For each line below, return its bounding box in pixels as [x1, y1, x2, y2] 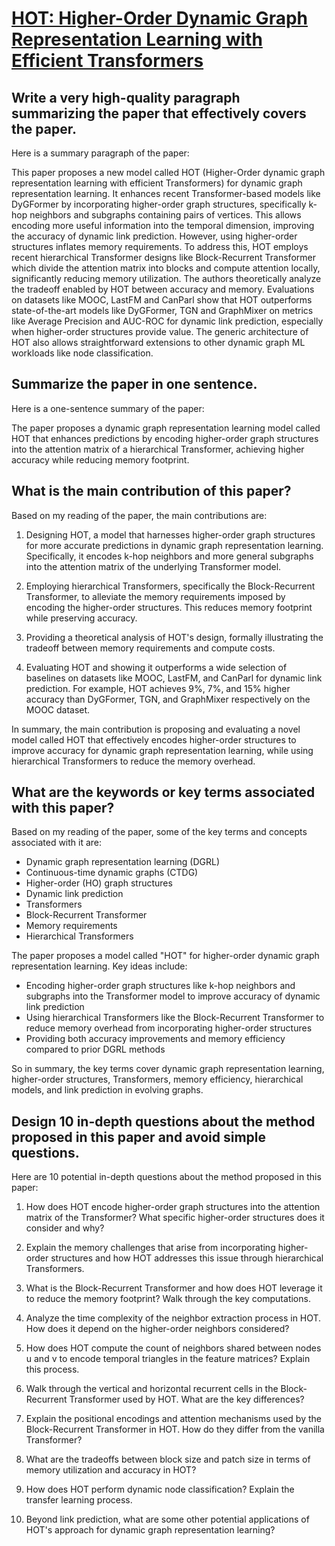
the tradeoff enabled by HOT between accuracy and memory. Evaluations [11, 283, 315, 295]
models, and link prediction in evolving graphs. [11, 1084, 204, 1096]
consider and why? [25, 1222, 105, 1234]
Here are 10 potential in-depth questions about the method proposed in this [11, 1171, 322, 1183]
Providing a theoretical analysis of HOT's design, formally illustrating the [25, 631, 324, 643]
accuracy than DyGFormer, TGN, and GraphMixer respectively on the [25, 693, 311, 705]
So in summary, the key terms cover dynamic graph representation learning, [11, 1063, 325, 1075]
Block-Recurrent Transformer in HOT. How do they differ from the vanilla [25, 1423, 325, 1436]
